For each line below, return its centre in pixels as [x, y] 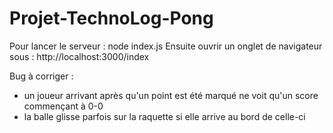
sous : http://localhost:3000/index [79, 56]
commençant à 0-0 [63, 106]
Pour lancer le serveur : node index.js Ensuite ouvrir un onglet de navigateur [166, 46]
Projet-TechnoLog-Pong [111, 18]
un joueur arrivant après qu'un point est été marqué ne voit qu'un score [171, 95]
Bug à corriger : [41, 76]
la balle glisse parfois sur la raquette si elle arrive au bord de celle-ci [164, 116]
